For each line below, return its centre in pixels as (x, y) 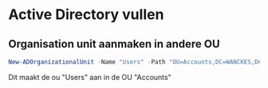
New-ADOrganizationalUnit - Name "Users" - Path (87, 62)
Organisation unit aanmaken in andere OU (114, 44)
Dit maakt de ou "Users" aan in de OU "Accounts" (90, 77)
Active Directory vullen (86, 15)
